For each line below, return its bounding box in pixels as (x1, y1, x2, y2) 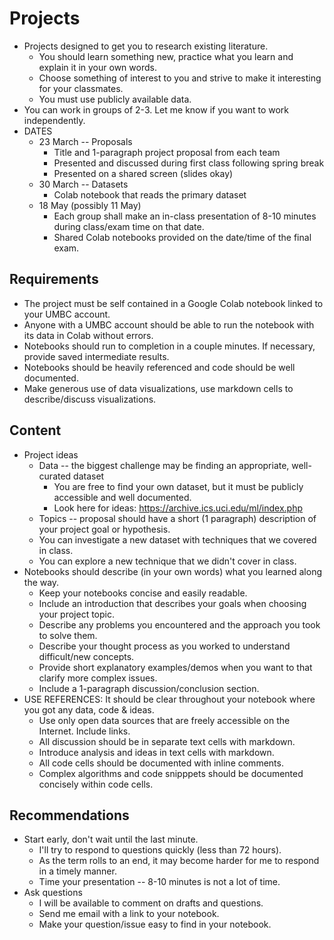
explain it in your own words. (38, 61, 157, 73)
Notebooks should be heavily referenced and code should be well (23, 361, 296, 373)
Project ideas (23, 448, 79, 461)
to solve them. (38, 629, 98, 641)
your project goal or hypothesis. (38, 523, 171, 535)
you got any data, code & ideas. (23, 703, 155, 716)
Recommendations (9, 807, 130, 824)
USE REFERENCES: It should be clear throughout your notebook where (23, 693, 316, 705)
